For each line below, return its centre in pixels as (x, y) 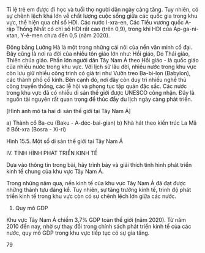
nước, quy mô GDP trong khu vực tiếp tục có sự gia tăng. (78, 233)
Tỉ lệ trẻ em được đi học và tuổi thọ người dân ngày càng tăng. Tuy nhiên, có (102, 9)
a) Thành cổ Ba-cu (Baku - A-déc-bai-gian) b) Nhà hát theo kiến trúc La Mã (102, 123)
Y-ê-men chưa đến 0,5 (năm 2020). (65, 35)
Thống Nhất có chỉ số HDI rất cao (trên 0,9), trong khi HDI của (94, 29)
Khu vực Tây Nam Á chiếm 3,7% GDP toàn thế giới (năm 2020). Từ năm (96, 220)
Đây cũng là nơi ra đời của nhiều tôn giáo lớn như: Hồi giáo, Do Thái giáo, (98, 54)
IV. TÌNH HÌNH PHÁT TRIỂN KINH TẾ (52, 153)
